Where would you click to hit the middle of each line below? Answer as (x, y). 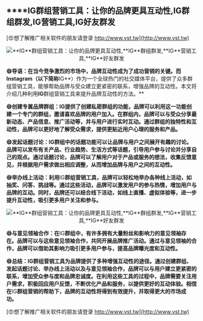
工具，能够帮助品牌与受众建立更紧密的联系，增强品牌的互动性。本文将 (109, 86)
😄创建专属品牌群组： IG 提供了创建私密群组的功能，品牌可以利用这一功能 (97, 106)
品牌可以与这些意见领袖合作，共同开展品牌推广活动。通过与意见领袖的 (104, 241)
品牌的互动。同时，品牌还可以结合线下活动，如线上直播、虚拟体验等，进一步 (101, 192)
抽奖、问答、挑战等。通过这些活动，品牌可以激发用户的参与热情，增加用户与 (101, 185)
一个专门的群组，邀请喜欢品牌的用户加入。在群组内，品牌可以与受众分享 (101, 114)
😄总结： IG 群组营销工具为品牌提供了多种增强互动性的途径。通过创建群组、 (99, 261)
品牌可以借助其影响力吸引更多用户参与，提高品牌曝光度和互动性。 (99, 248)
